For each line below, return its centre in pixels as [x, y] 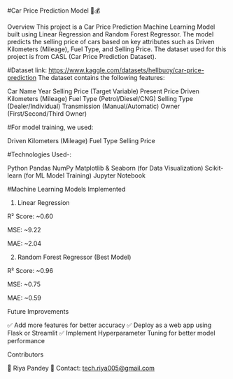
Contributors [26, 354]
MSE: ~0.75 [24, 284]
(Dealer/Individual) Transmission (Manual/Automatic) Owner [94, 106]
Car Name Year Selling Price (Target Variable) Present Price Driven [103, 91]
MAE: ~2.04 [24, 244]
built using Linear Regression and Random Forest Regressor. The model [111, 34]
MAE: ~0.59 [24, 298]
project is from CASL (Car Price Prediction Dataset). [82, 56]
